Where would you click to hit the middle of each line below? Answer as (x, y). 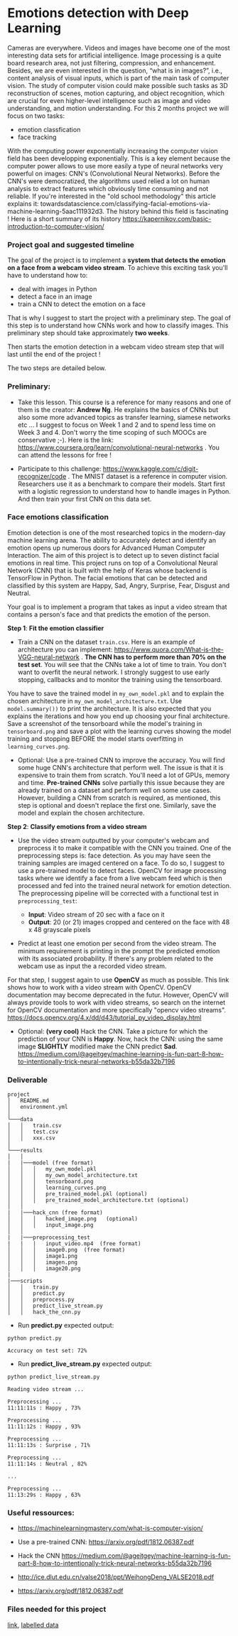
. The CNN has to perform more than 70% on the (153, 657)
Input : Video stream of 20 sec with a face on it (96, 914)
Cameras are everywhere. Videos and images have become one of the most (119, 48)
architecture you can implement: (65, 649)
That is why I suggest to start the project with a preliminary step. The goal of (119, 318)
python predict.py (34, 1338)
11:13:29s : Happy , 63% (44, 1495)
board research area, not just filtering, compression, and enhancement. (112, 63)
